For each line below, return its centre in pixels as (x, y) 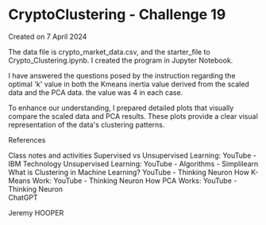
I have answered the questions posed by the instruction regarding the (122, 75)
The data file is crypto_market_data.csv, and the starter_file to (109, 51)
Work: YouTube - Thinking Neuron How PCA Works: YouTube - (135, 181)
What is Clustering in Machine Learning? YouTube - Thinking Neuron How (129, 172)
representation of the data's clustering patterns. (87, 124)
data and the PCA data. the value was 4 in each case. (96, 92)
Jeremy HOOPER (36, 212)
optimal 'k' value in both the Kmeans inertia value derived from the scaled (129, 84)
